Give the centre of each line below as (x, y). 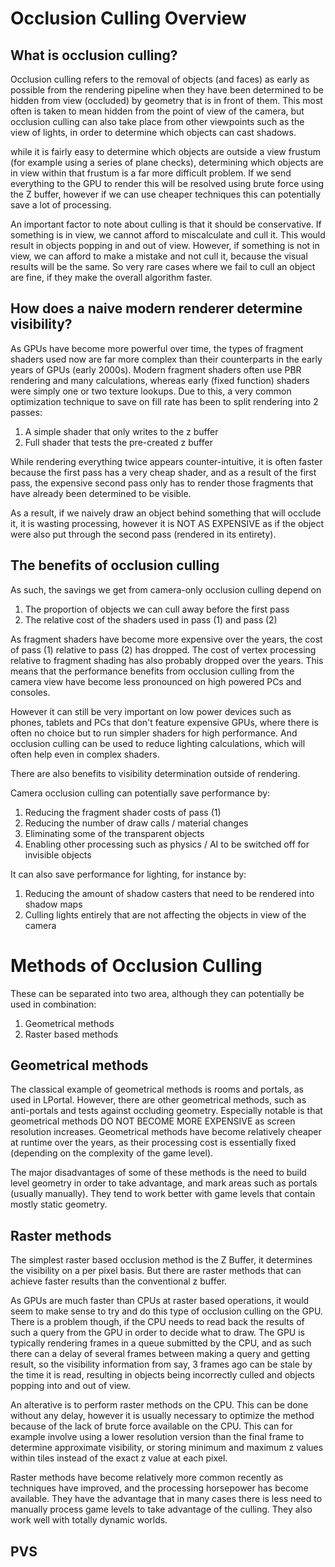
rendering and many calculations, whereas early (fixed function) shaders (160, 380)
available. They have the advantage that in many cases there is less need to (166, 1499)
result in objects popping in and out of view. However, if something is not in (165, 245)
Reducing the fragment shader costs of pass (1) (123, 812)
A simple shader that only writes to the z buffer (121, 431)
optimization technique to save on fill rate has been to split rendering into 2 (164, 401)
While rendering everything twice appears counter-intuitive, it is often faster (166, 461)
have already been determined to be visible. (101, 493)
